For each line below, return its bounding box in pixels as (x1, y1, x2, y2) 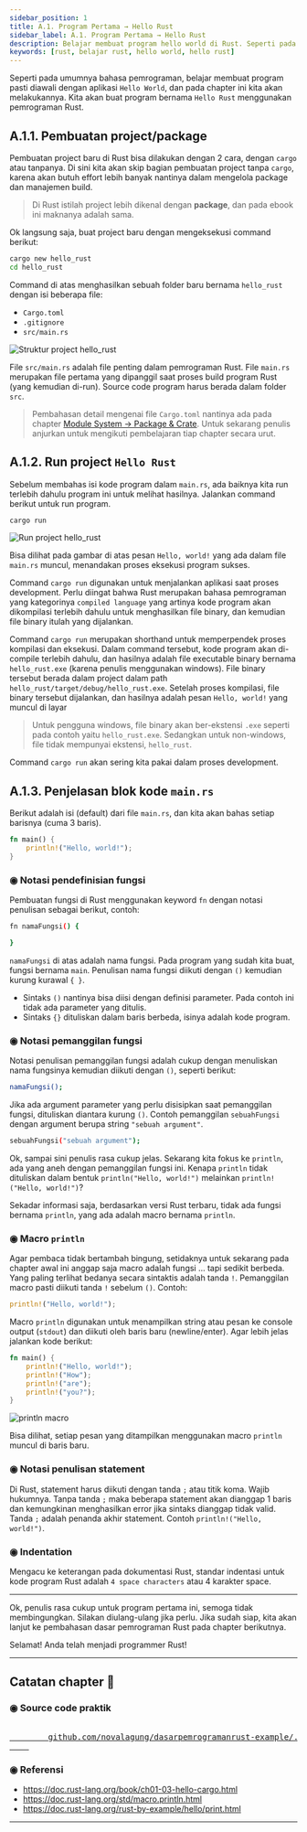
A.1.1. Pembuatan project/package (9, 128, 207, 144)
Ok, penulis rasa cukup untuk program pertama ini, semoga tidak (9, 1602, 254, 1612)
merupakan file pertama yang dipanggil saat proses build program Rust (9, 371, 278, 382)
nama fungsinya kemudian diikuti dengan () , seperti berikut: (9, 1065, 237, 1076)
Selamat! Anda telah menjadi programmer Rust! (9, 1639, 187, 1650)
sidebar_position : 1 (9, 13, 89, 23)
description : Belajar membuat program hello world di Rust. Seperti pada (9, 38, 297, 48)
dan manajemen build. (9, 181, 93, 192)
